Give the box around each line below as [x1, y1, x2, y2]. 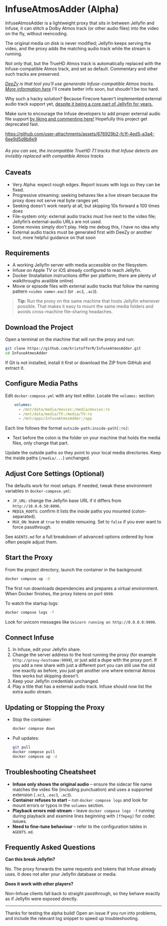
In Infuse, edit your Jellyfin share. [12, 647, 81, 653]
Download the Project [5, 323, 74, 332]
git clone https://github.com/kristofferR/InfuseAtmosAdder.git [5, 346, 141, 351]
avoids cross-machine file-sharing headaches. [17, 309, 113, 315]
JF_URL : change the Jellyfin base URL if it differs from [12, 498, 122, 504]
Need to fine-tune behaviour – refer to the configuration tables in [12, 823, 147, 829]
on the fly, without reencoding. [5, 30, 68, 36]
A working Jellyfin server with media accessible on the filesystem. [12, 262, 148, 268]
